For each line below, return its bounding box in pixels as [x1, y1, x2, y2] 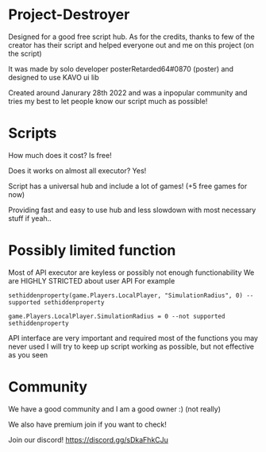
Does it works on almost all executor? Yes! [8, 165, 147, 176]
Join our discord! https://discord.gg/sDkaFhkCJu [8, 435, 169, 444]
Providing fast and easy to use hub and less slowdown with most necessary [8, 205, 256, 214]
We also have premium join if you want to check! [8, 419, 167, 429]
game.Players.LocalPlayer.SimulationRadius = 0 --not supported [8, 312, 226, 320]
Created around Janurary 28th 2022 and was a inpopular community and [8, 87, 248, 97]
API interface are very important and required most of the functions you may [8, 333, 258, 342]
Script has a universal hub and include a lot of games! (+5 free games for [8, 181, 248, 191]
